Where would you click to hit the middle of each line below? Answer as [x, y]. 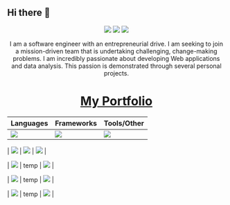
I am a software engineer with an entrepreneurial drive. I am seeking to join [116, 44]
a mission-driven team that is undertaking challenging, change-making [116, 51]
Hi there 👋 [29, 13]
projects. [116, 73]
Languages [29, 123]
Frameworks [76, 123]
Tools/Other [124, 123]
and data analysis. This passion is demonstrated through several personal [116, 66]
